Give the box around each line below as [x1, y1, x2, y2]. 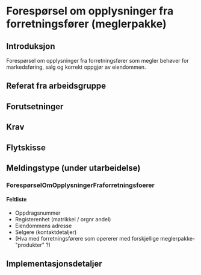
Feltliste [6, 196, 27, 203]
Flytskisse [6, 142, 46, 153]
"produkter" [14, 241, 45, 248]
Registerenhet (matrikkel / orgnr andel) [14, 216, 111, 223]
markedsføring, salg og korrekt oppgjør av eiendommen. [6, 63, 146, 71]
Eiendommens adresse [14, 222, 72, 230]
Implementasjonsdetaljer [6, 259, 102, 269]
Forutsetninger [6, 101, 64, 112]
